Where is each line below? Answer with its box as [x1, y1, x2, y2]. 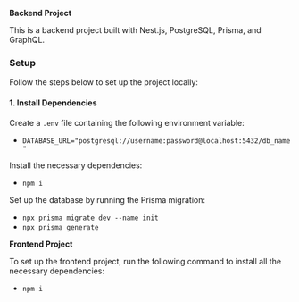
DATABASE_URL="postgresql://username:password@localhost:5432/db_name [21, 136, 291, 146]
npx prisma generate [21, 222, 99, 231]
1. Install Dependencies [9, 97, 97, 108]
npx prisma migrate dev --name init [21, 214, 159, 222]
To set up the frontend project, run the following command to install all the [9, 256, 282, 266]
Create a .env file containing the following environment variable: [9, 117, 245, 128]
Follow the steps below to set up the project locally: [9, 77, 199, 88]
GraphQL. [9, 35, 46, 45]
